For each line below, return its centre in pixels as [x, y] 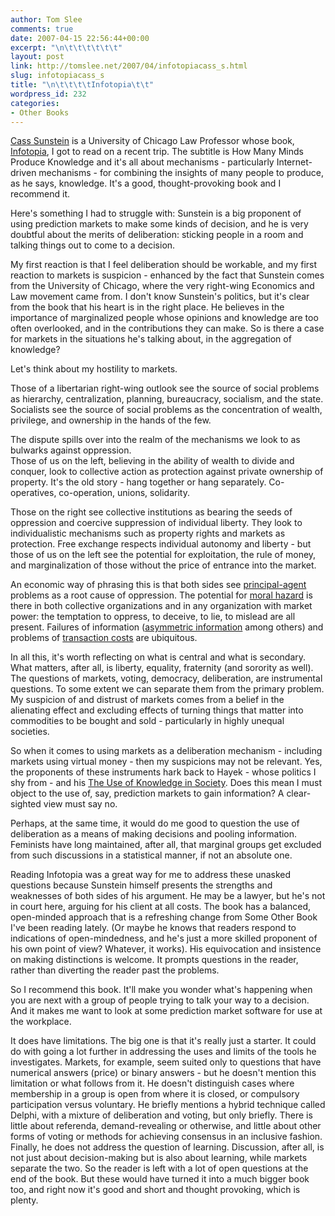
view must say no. [80, 804]
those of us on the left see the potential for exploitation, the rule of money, [163, 555]
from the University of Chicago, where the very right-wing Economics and [162, 286]
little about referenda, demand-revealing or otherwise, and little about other [166, 1126]
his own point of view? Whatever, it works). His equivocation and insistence [166, 949]
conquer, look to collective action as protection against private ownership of [167, 472]
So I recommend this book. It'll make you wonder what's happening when [161, 990]
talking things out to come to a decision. [93, 245]
